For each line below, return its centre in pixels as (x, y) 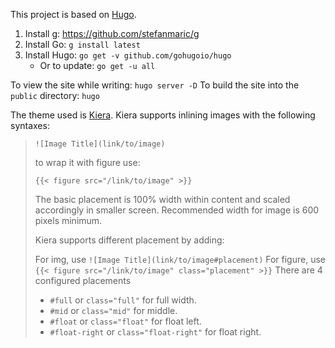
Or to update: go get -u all (97, 65)
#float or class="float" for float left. (125, 321)
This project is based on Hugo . (73, 14)
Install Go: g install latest (82, 44)
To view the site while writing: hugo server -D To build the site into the (155, 85)
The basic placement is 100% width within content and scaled (162, 199)
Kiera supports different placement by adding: (129, 240)
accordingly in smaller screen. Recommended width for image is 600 (177, 210)
